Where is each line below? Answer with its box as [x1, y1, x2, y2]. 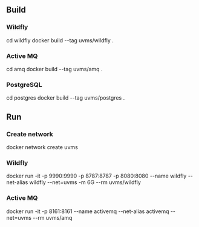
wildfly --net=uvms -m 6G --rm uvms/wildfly [29, 179, 141, 186]
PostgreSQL [6, 80, 42, 89]
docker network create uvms [6, 143, 79, 150]
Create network [6, 130, 53, 138]
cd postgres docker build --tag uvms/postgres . [6, 94, 125, 101]
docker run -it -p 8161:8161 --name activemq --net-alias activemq [6, 208, 169, 215]
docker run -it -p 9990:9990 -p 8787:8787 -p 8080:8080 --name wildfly [6, 172, 187, 180]
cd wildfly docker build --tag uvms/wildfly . [6, 36, 114, 44]
